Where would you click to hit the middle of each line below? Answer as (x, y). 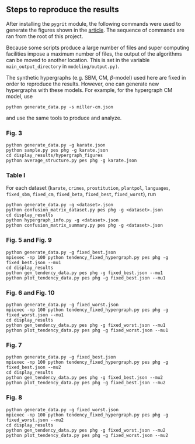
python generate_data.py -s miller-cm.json (60, 107)
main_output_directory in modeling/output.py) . (63, 66)
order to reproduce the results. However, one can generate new (83, 84)
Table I (16, 175)
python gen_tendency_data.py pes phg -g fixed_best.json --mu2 (85, 378)
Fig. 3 (14, 133)
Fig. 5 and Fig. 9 (29, 240)
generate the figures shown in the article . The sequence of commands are (95, 30)
